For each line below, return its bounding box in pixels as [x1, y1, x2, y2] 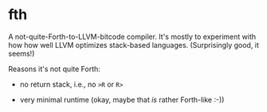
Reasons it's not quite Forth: [8, 64, 101, 73]
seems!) [8, 48, 35, 58]
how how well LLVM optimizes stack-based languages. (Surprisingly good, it [8, 40, 259, 49]
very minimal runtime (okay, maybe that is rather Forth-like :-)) [19, 95, 225, 104]
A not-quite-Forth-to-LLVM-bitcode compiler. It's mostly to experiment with [8, 32, 257, 41]
